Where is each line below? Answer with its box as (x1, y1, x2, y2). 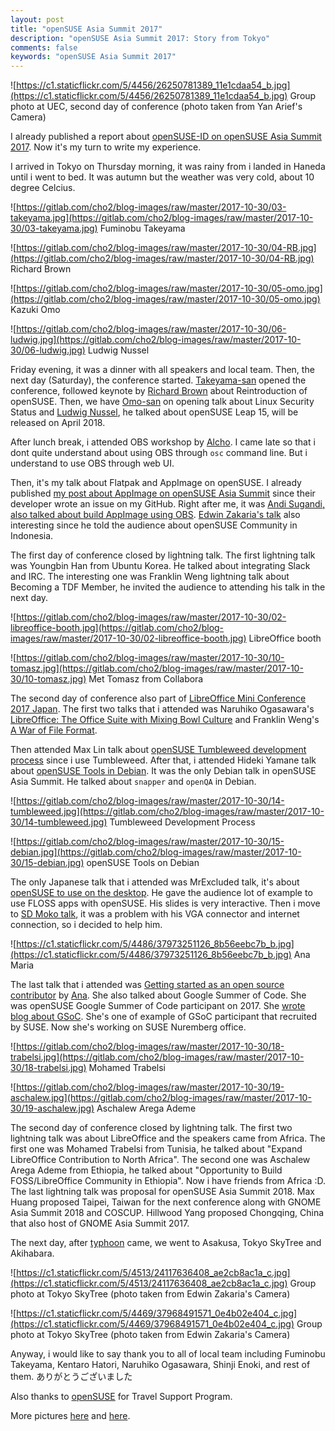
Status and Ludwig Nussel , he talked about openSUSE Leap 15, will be (10, 406, 299, 418)
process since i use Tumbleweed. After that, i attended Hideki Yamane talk (10, 754, 317, 766)
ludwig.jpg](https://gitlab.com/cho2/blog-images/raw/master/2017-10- (10, 334, 302, 346)
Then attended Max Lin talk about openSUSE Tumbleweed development (10, 744, 307, 756)
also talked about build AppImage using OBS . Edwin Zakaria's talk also (10, 509, 301, 521)
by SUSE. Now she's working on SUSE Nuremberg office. (10, 1021, 247, 1033)
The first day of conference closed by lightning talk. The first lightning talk (10, 549, 316, 561)
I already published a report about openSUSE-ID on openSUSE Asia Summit (10, 131, 322, 143)
